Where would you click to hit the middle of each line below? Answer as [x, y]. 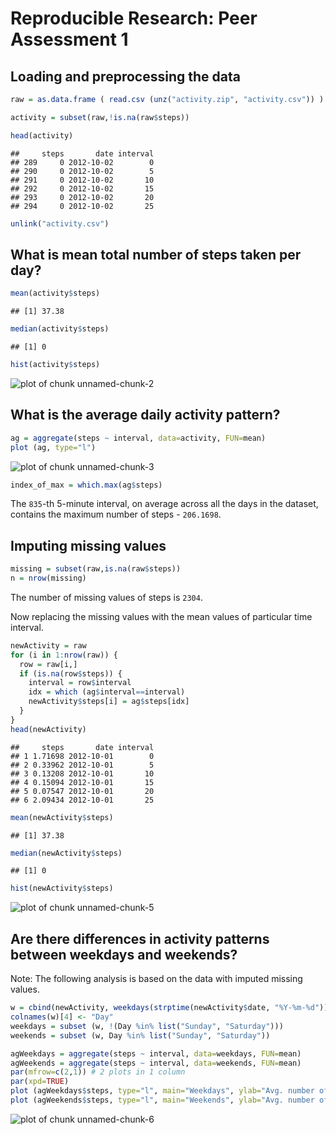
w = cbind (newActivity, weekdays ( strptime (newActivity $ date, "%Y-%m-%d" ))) [171, 1008]
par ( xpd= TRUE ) [40, 1082]
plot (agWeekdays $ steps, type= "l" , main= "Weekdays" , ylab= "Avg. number [162, 1091]
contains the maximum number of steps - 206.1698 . [116, 514]
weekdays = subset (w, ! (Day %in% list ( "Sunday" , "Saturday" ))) [147, 1026]
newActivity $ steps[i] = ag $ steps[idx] [109, 702]
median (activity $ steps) [60, 329]
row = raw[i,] [48, 664]
